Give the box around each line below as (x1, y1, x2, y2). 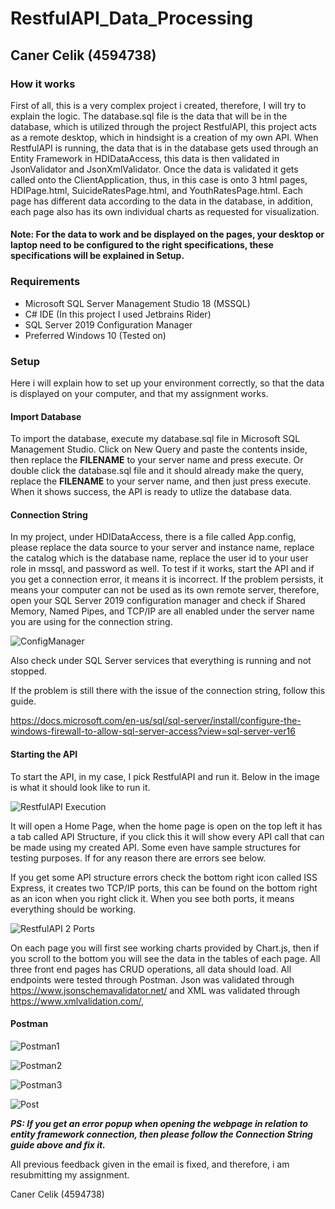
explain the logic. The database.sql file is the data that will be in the (10, 110, 288, 122)
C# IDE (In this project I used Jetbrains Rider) (24, 308, 212, 320)
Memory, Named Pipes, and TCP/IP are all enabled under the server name (10, 605, 315, 617)
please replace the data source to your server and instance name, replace (10, 542, 315, 554)
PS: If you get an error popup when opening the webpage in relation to (10, 1117, 309, 1129)
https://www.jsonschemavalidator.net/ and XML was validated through (10, 984, 300, 996)
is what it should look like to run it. (10, 781, 151, 793)
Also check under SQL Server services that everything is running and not (10, 655, 312, 667)
